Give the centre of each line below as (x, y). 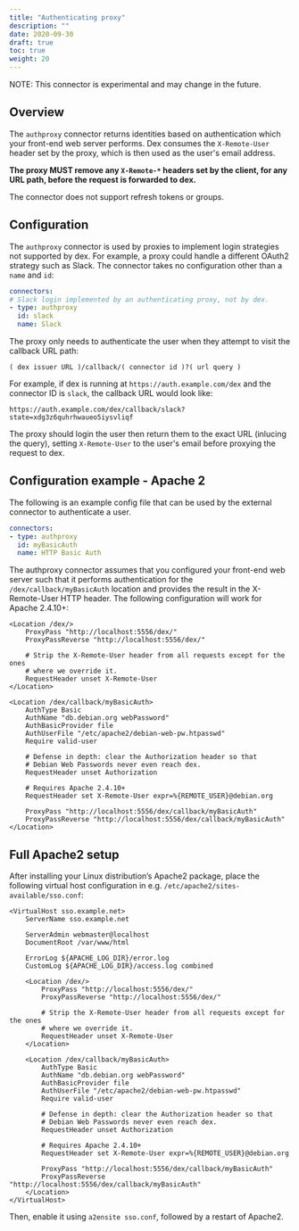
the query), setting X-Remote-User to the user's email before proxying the (143, 443)
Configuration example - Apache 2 (108, 481)
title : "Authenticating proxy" (67, 17)
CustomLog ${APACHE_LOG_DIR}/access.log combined (120, 966)
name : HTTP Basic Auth (59, 553)
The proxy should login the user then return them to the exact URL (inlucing (148, 434)
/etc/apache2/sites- (202, 887)
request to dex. (37, 453)
